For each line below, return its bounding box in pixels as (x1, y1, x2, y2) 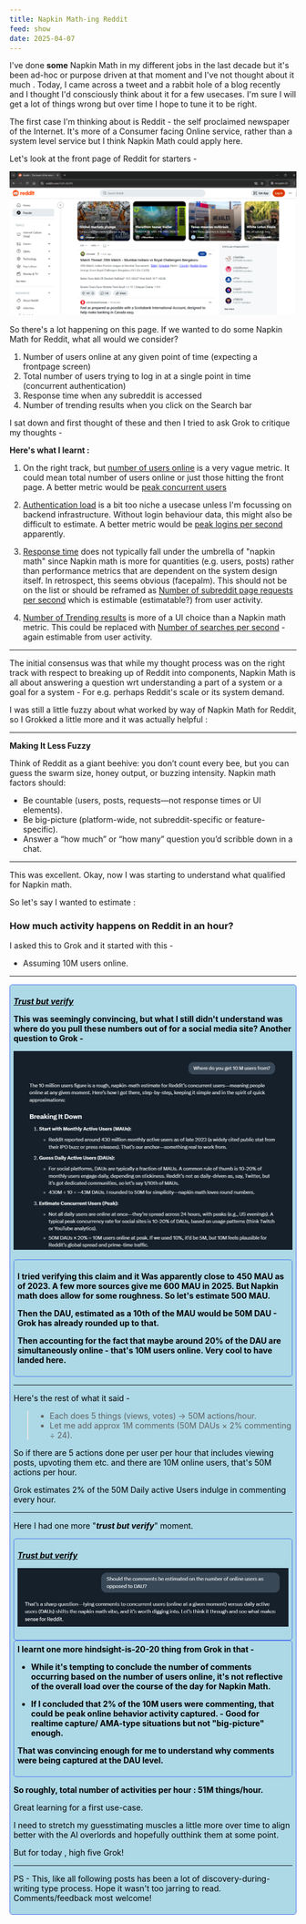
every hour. (13, 1494, 56, 1505)
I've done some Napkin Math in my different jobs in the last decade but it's (9, 60, 290, 71)
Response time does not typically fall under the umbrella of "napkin (22, 546, 276, 557)
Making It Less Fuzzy (9, 740, 91, 751)
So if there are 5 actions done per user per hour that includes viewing (13, 1447, 274, 1458)
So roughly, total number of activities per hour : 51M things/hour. (13, 1785, 264, 1796)
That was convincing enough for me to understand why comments (17, 1745, 275, 1756)
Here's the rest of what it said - (13, 1392, 130, 1403)
